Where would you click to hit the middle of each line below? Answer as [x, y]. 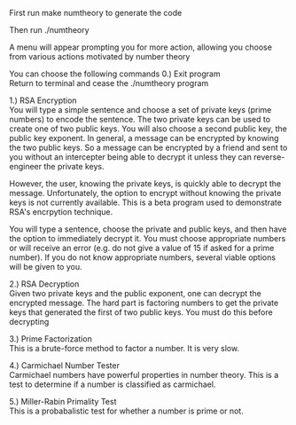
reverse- [269, 157]
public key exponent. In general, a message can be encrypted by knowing [144, 138]
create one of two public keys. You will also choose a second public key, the [148, 129]
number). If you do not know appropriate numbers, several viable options [143, 257]
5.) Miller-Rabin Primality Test [63, 401]
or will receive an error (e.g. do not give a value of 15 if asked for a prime [142, 248]
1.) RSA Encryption [43, 100]
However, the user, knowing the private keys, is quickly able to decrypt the [145, 184]
